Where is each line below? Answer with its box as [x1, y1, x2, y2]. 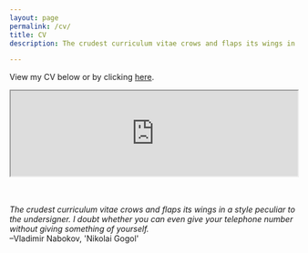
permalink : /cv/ [9, 22, 71, 31]
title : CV [9, 30, 47, 39]
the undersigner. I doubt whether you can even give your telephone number [9, 214, 293, 225]
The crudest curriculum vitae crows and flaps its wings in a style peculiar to [9, 204, 296, 215]
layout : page [9, 13, 59, 23]
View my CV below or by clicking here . [9, 72, 155, 83]
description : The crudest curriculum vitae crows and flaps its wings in [9, 38, 296, 48]
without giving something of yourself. [9, 224, 149, 235]
